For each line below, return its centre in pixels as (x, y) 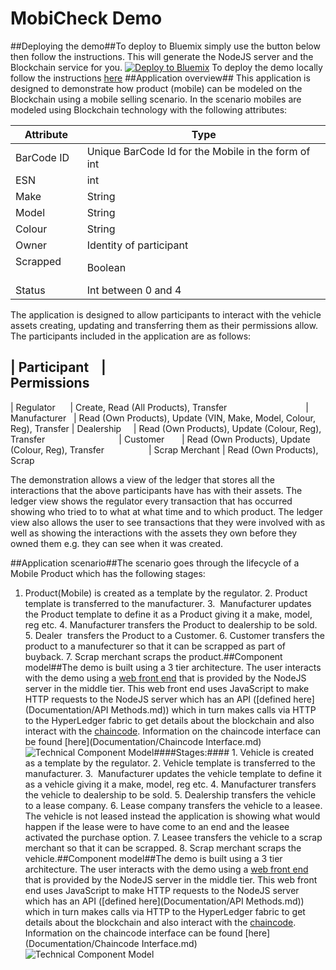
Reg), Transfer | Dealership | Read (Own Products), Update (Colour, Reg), (166, 428)
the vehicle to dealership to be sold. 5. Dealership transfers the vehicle (170, 794)
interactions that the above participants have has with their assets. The (156, 490)
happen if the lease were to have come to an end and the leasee (157, 826)
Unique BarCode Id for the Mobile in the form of (198, 151)
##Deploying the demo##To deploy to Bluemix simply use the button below (165, 46)
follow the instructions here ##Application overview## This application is (160, 78)
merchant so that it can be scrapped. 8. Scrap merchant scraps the (163, 848)
